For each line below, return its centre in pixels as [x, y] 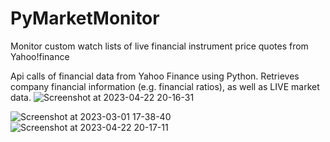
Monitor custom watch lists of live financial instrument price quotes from [159, 46]
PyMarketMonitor [85, 18]
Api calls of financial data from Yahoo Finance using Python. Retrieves [155, 76]
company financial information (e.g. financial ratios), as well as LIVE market [165, 86]
